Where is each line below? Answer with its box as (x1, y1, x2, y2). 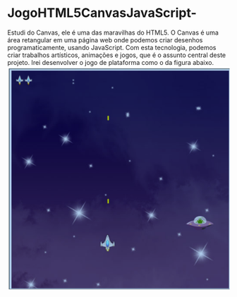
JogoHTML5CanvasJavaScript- (7, 5, 197, 21)
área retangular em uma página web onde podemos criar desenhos (7, 35, 203, 44)
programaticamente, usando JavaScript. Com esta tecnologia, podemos (7, 43, 217, 51)
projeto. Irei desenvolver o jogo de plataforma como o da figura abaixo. (7, 58, 214, 66)
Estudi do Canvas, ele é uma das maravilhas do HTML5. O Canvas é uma (7, 28, 219, 37)
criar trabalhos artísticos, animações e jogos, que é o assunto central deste (7, 51, 226, 59)
